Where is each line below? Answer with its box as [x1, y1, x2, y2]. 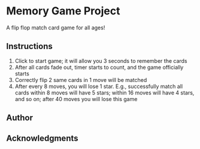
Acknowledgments [6, 133, 79, 143]
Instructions [6, 41, 53, 51]
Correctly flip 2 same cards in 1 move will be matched [14, 76, 147, 83]
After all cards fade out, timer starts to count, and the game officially [14, 63, 184, 71]
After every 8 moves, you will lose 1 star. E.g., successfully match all [14, 83, 183, 90]
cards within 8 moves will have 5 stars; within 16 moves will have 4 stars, [14, 89, 195, 96]
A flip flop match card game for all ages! [6, 24, 105, 31]
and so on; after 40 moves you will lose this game [14, 95, 138, 102]
